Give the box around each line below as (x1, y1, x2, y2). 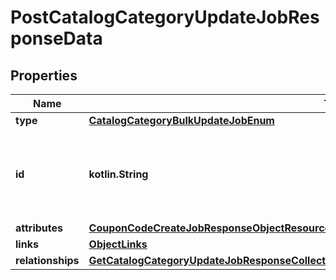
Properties (10, 67, 78, 84)
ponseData (10, 27, 103, 50)
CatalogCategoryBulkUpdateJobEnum (88, 114, 275, 127)
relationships (15, 254, 80, 267)
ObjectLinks (88, 237, 148, 251)
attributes (15, 221, 63, 235)
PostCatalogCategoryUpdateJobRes (10, 6, 320, 29)
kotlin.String (88, 167, 149, 181)
